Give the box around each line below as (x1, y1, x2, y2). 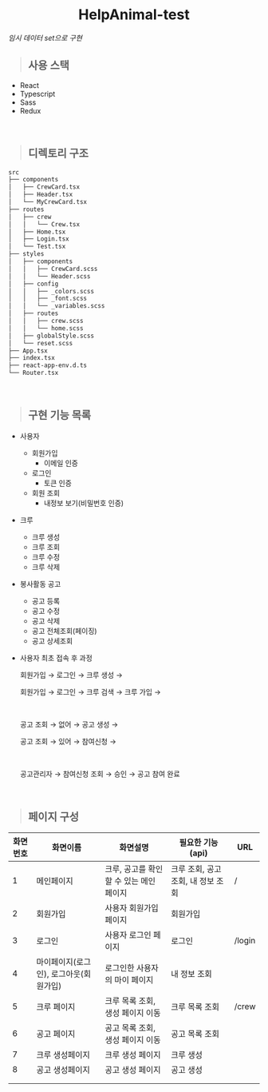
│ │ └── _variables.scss (8, 302, 105, 310)
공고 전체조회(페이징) (31, 626, 97, 636)
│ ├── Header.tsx (8, 190, 73, 199)
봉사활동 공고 (19, 579, 61, 588)
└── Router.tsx (8, 369, 59, 377)
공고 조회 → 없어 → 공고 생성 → (19, 719, 119, 729)
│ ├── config (8, 280, 59, 288)
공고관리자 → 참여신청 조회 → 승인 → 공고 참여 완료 (19, 769, 181, 779)
